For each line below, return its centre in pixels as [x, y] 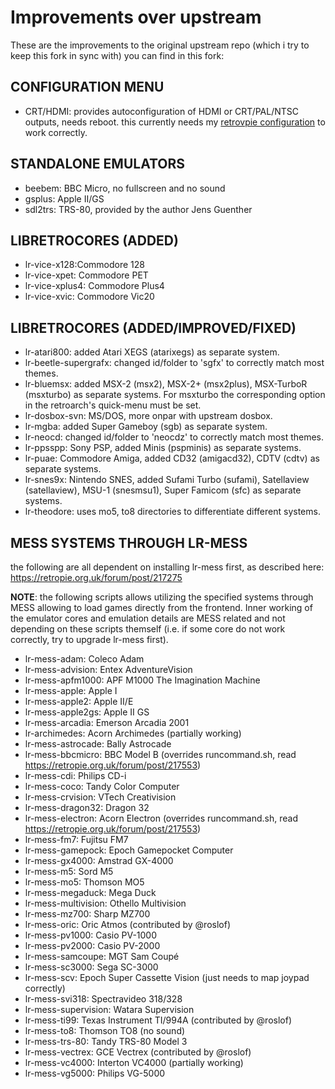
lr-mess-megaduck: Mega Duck [90, 892]
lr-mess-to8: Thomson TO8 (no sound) [105, 1030]
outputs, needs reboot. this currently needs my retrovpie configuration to [175, 122]
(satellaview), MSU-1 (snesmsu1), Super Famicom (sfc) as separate [163, 490]
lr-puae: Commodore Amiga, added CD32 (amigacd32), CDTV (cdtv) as [172, 458]
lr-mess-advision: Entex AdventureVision [108, 669]
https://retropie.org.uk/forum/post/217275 [96, 577]
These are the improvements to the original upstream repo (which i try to [160, 45]
